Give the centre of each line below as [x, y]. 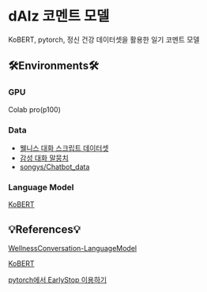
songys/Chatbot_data [55, 167]
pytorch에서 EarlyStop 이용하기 [58, 280]
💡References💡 [45, 229]
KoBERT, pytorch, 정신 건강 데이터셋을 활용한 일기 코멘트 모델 [104, 39]
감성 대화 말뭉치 [44, 158]
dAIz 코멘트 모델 [59, 16]
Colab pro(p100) [35, 109]
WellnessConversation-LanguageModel [72, 249]
